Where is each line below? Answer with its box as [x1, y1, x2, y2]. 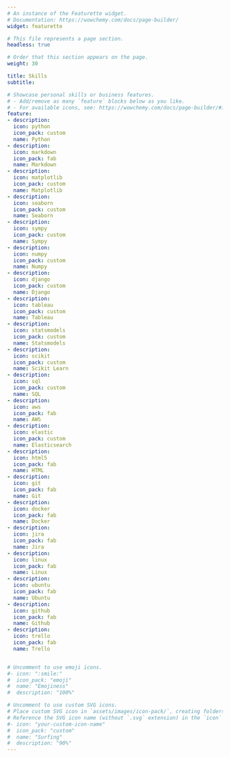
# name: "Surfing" [7, 734, 63, 741]
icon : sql [13, 378, 41, 385]
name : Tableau [13, 314, 53, 321]
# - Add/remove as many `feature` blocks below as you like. [7, 97, 186, 105]
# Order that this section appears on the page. [7, 54, 149, 61]
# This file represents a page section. [7, 35, 125, 42]
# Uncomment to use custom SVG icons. [7, 702, 118, 709]
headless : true [7, 42, 51, 49]
